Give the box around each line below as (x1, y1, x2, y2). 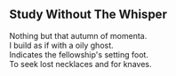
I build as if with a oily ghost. (9, 40, 114, 50)
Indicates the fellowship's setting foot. (9, 49, 149, 60)
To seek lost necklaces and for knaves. (9, 58, 152, 69)
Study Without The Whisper (9, 7, 167, 22)
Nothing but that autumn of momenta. (9, 30, 148, 41)
